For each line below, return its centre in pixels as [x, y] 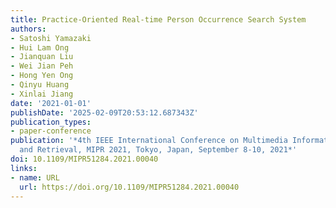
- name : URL [35, 177]
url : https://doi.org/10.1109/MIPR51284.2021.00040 [129, 187]
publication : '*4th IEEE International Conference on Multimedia [149, 141]
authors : [28, 29]
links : [24, 168]
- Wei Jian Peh [42, 66]
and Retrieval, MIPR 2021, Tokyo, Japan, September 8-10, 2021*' [158, 150]
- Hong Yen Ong [42, 76]
